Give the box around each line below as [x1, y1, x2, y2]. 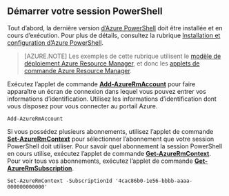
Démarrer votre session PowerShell [7, 6, 163, 17]
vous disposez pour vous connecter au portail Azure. [7, 101, 158, 110]
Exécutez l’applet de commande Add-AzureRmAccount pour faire [7, 79, 196, 88]
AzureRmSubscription [7, 164, 72, 172]
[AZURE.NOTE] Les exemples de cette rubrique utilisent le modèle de [23, 52, 221, 60]
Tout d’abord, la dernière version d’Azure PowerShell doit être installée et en [7, 23, 223, 32]
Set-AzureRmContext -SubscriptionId [7, 177, 112, 184]
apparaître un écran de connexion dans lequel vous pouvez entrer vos [7, 87, 207, 95]
